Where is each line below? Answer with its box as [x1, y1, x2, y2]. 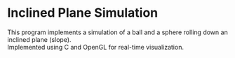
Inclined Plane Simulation [7, 5, 159, 21]
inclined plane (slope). [7, 35, 72, 43]
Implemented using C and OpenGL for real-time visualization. [7, 43, 184, 51]
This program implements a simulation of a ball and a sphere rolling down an [7, 28, 228, 36]
